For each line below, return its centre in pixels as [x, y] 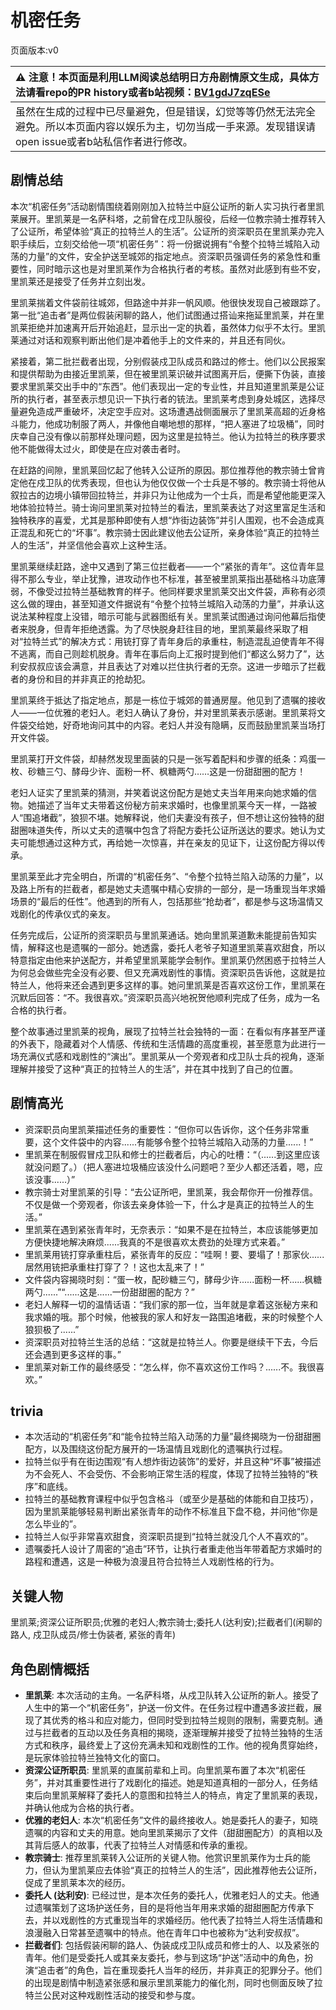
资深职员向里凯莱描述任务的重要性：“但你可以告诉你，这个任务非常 [162, 1129]
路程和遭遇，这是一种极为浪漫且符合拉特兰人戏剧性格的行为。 [152, 1562]
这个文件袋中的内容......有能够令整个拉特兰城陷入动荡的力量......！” [178, 1142]
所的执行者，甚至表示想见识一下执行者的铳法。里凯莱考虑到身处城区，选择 [163, 398]
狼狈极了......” [52, 1329]
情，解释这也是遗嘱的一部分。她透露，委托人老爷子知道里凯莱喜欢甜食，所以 [168, 947]
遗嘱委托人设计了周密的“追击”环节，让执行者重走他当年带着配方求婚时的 [173, 1549]
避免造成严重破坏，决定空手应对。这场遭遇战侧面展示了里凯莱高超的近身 [167, 411]
